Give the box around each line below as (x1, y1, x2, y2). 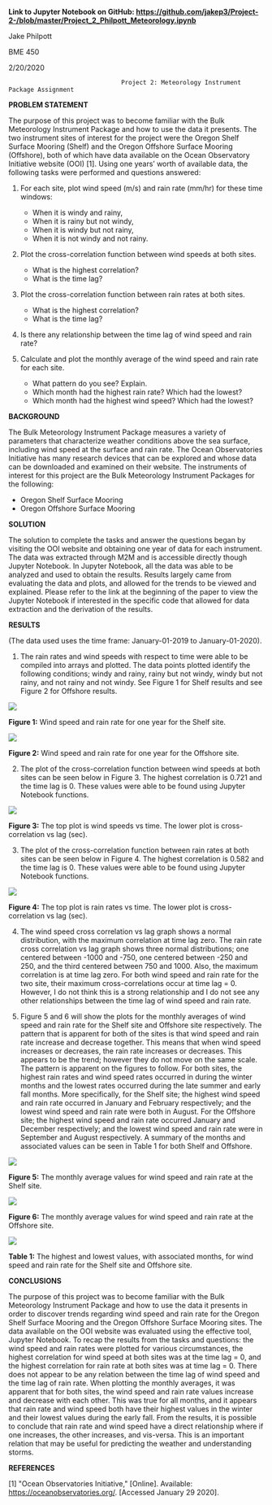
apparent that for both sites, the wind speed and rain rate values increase (8, 1387, 254, 1396)
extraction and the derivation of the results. (8, 604, 153, 613)
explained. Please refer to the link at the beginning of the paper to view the (8, 587, 258, 596)
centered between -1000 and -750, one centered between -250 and (19, 953, 248, 962)
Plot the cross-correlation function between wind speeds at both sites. (19, 250, 257, 259)
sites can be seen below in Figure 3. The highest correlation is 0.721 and (19, 773, 262, 782)
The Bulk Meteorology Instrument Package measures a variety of (8, 427, 227, 437)
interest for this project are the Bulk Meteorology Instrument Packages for (8, 471, 255, 480)
